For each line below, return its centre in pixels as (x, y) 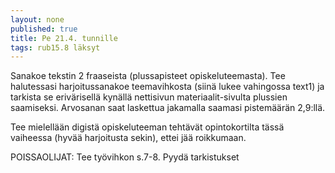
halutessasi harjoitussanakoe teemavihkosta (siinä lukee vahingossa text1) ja (167, 87)
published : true (44, 29)
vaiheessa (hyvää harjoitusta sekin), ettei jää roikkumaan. (128, 138)
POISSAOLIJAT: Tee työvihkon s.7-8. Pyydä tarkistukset (125, 157)
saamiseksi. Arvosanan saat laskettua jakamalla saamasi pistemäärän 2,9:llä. (168, 108)
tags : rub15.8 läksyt (55, 47)
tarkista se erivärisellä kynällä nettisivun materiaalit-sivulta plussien (149, 97)
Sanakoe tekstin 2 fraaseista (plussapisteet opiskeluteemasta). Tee (148, 76)
